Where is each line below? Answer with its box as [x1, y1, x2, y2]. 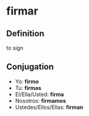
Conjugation [6, 62, 54, 72]
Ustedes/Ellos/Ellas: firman [15, 103, 84, 111]
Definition [6, 28, 44, 39]
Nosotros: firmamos [15, 97, 67, 104]
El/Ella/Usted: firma [15, 91, 64, 98]
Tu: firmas [15, 84, 42, 91]
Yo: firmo [15, 77, 39, 85]
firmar [6, 4, 38, 18]
